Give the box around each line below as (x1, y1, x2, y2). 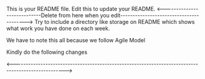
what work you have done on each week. (6, 24, 110, 32)
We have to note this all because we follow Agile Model (6, 37, 146, 43)
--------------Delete (6, 12, 58, 19)
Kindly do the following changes (6, 48, 88, 56)
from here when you (58, 12, 110, 19)
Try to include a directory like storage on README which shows (34, 18, 195, 25)
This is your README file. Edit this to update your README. (6, 6, 156, 12)
